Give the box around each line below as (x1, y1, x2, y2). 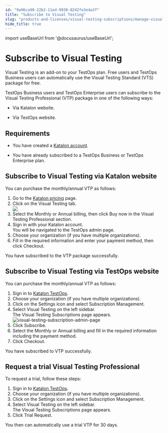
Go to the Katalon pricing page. (12, 195, 77, 201)
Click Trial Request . (12, 412, 52, 418)
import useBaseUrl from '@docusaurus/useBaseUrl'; (5, 35, 113, 41)
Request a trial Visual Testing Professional (5, 363, 140, 371)
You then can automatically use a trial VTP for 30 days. (5, 422, 118, 428)
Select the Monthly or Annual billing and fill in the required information (12, 328, 157, 334)
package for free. (5, 80, 41, 86)
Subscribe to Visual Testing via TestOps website (5, 267, 159, 276)
